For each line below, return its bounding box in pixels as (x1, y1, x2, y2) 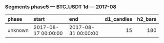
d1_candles (104, 16, 133, 23)
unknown (7, 27, 29, 34)
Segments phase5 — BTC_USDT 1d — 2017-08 (5, 3, 117, 10)
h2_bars (137, 16, 157, 23)
